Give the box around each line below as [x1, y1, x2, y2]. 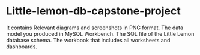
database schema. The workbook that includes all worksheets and [6, 36, 171, 44]
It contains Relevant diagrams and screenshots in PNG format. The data [6, 24, 184, 31]
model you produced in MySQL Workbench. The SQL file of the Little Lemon [6, 30, 195, 37]
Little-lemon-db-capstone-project [6, 4, 181, 18]
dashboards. [6, 43, 38, 50]
